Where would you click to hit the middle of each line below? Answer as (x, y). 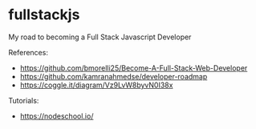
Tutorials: (24, 100)
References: (28, 52)
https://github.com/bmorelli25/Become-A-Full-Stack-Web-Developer (134, 68)
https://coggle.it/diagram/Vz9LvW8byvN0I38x (96, 85)
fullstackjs (44, 15)
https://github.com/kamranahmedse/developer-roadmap (114, 76)
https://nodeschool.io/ (57, 116)
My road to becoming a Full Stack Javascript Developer (100, 37)
